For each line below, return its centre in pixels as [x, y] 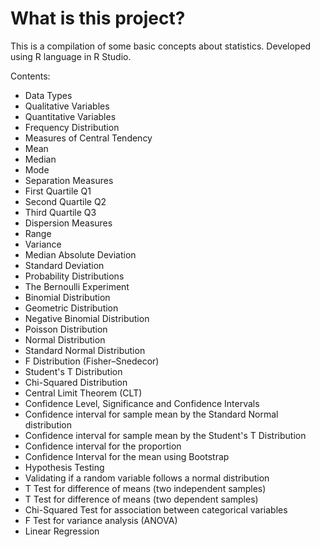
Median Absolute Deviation [80, 254]
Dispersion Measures [68, 223]
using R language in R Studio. [71, 56]
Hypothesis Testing [64, 467]
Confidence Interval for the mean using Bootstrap [127, 456]
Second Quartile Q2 [65, 201]
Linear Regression [62, 531]
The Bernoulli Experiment [77, 286]
